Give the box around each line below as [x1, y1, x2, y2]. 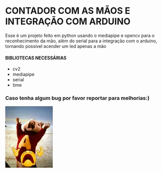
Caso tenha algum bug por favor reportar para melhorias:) [5, 95, 150, 102]
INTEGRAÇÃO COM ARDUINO [5, 16, 131, 27]
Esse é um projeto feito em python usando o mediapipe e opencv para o [5, 32, 155, 38]
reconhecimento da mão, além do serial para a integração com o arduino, [5, 38, 157, 44]
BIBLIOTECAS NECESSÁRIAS [5, 54, 67, 61]
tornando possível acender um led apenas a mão [5, 43, 107, 49]
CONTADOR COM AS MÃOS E [5, 5, 131, 17]
